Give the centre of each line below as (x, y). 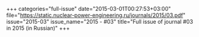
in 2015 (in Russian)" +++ (38, 28)
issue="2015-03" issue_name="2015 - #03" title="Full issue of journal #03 (100, 22)
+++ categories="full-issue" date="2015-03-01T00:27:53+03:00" (89, 9)
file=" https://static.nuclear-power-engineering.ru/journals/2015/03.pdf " (96, 15)
